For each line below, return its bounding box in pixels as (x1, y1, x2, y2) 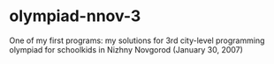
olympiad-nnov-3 (9, 6, 141, 26)
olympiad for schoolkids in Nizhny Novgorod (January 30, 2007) (9, 44, 243, 54)
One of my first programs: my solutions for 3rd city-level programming (9, 35, 265, 46)
